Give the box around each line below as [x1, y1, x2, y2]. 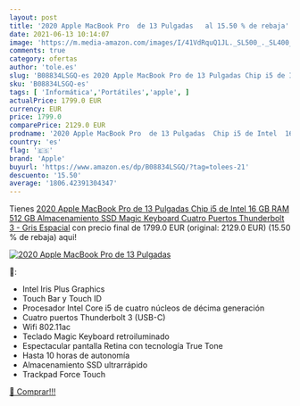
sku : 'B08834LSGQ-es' [9, 79, 90, 88]
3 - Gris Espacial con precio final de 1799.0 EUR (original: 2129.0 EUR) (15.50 [9, 222, 291, 233]
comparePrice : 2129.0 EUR [9, 121, 105, 130]
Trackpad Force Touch [21, 369, 106, 380]
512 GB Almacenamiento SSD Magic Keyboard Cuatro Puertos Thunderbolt [9, 213, 285, 224]
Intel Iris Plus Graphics [21, 284, 105, 294]
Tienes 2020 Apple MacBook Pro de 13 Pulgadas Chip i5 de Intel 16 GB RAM [9, 203, 290, 214]
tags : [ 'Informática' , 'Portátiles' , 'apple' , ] [9, 87, 190, 96]
